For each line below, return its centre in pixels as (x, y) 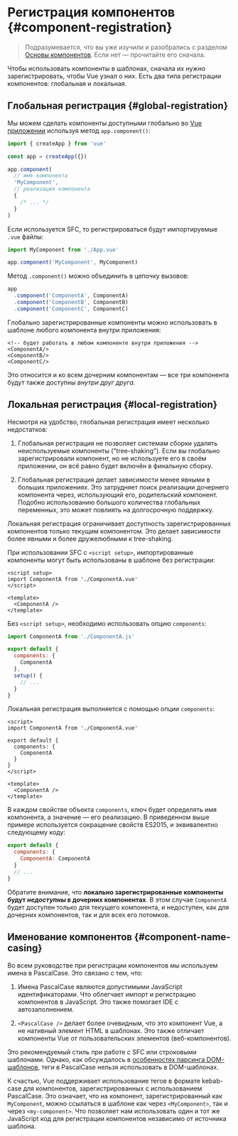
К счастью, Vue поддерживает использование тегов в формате (104, 1081)
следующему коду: (37, 833)
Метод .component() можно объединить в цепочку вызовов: (98, 276)
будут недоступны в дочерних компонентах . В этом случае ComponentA (117, 899)
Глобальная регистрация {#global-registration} (118, 106)
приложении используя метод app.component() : (79, 130)
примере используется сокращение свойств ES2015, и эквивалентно (113, 825)
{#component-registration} (90, 27)
